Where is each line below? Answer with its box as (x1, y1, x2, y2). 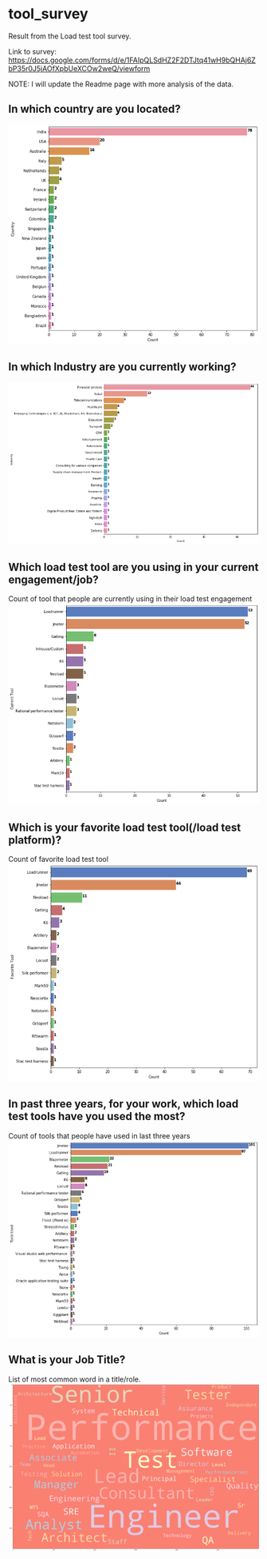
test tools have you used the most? (8, 1110, 186, 1123)
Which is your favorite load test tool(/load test (8, 820, 241, 834)
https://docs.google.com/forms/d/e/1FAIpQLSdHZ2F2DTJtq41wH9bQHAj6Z (8, 55, 257, 65)
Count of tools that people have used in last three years (8, 1130, 190, 1140)
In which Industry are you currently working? (8, 361, 237, 374)
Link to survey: (8, 46, 57, 56)
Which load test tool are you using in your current (8, 560, 259, 574)
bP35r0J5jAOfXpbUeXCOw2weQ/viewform (8, 63, 151, 73)
